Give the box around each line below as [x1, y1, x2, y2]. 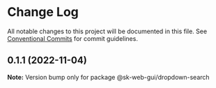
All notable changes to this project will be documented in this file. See [7, 27, 208, 35]
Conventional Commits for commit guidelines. [7, 34, 138, 42]
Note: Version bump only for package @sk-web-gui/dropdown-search [7, 73, 210, 81]
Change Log [7, 4, 79, 20]
